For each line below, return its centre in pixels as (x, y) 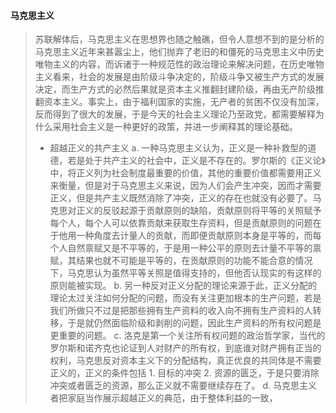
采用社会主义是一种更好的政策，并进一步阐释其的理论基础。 (175, 127)
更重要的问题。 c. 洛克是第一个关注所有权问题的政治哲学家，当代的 (187, 336)
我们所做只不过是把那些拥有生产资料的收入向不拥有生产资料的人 (181, 311)
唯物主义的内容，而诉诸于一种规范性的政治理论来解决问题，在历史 (170, 64)
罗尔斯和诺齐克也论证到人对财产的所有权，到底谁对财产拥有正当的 (185, 348)
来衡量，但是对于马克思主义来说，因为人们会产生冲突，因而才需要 (185, 186)
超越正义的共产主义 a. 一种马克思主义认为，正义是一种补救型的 (178, 148)
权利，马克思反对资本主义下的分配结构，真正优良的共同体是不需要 (185, 361)
